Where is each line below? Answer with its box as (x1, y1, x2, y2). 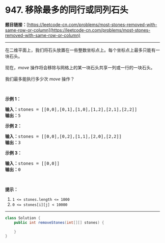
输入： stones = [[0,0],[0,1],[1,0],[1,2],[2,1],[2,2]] (5, 107, 137, 112)
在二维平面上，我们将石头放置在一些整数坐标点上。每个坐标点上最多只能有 (5, 47, 156, 53)
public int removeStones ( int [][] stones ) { (14, 220, 105, 225)
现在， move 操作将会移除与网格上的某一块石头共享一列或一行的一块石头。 (5, 64, 155, 70)
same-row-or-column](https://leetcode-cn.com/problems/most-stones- (5, 27, 151, 33)
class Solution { (5, 216, 41, 220)
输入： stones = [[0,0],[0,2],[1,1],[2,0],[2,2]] (5, 134, 122, 139)
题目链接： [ (5, 22, 28, 27)
